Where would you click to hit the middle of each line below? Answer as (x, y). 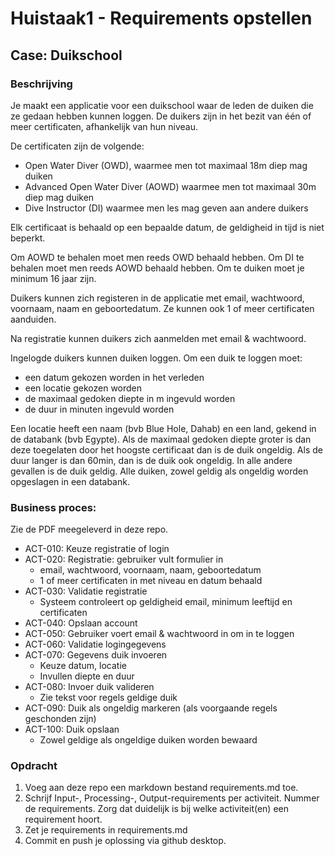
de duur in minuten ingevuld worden (99, 409)
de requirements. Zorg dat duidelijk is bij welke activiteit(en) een (157, 809)
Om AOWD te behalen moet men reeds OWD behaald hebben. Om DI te (157, 257)
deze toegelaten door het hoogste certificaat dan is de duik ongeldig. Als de (166, 449)
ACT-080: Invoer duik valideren (89, 687)
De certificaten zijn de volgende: (77, 146)
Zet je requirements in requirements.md (106, 830)
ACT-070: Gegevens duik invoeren (96, 655)
